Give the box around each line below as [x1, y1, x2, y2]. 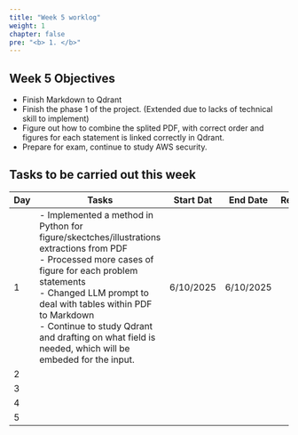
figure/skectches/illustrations [39, 230, 161, 243]
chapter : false [9, 29, 66, 38]
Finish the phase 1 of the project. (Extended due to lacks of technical [21, 104, 273, 115]
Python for [39, 220, 83, 232]
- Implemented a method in [39, 208, 153, 221]
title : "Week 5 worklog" [9, 12, 101, 22]
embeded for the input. [39, 353, 135, 366]
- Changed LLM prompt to [39, 286, 149, 299]
